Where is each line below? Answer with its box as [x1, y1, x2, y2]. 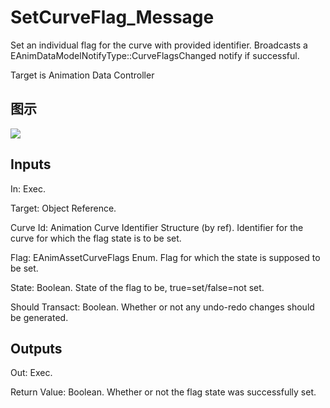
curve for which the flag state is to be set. [10, 232, 182, 244]
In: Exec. [10, 182, 46, 195]
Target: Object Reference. [10, 202, 117, 214]
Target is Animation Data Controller [10, 69, 155, 81]
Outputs [10, 340, 63, 357]
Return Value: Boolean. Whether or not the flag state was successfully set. [10, 386, 317, 398]
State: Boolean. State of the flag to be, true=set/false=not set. [10, 281, 265, 293]
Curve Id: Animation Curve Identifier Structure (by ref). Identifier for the [10, 221, 304, 233]
